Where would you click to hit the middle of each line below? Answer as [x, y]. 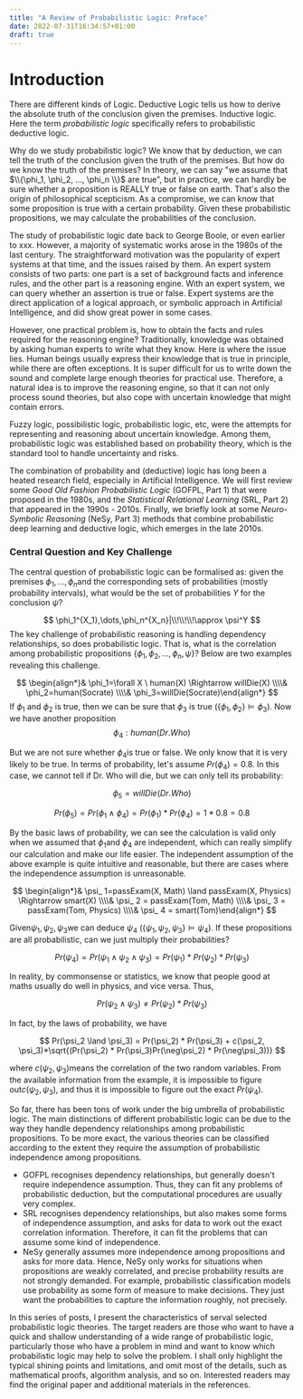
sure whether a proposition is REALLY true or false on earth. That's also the [150, 189]
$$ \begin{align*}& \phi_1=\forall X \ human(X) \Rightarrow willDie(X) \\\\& [152, 683]
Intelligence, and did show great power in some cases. [111, 312]
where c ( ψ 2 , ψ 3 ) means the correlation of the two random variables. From [146, 1069]
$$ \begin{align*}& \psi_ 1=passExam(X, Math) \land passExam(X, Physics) [152, 890]
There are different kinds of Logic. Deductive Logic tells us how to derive [145, 104]
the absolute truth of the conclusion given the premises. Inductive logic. [143, 114]
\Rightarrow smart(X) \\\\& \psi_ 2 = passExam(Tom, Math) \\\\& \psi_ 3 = [152, 900]
